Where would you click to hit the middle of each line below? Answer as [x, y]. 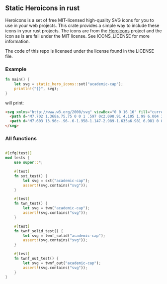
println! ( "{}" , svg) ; [36, 89]
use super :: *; [29, 163]
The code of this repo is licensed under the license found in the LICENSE [80, 51]
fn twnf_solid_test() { [39, 231]
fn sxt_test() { [31, 176]
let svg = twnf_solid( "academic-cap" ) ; [64, 236]
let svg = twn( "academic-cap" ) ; [57, 208]
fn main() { [17, 80]
